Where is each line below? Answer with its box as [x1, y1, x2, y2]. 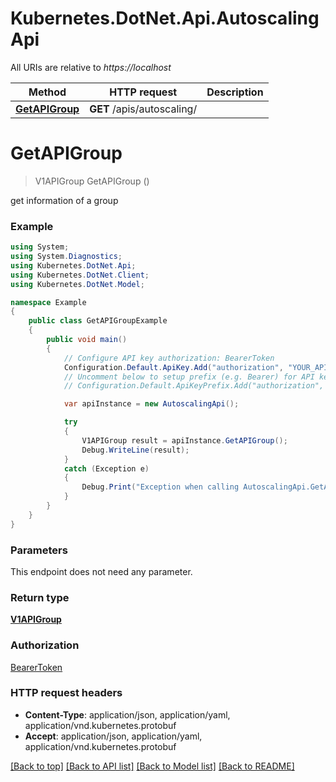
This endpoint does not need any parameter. [10, 565, 193, 577]
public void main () [46, 335, 128, 345]
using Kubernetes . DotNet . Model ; [10, 279, 145, 289]
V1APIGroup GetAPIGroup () [34, 175, 150, 187]
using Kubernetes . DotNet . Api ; [10, 260, 137, 271]
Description [206, 85, 264, 99]
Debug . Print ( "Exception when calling [81, 482, 240, 492]
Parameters [10, 543, 68, 557]
